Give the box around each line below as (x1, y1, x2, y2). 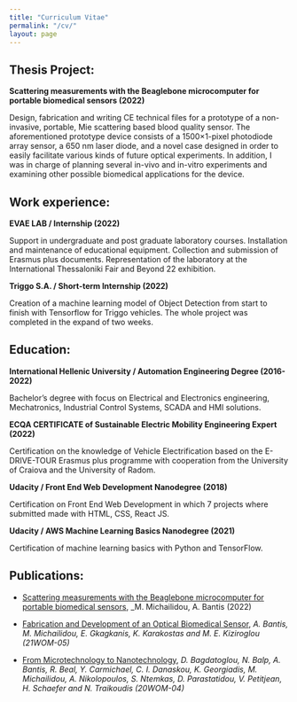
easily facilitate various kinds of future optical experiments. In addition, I (9, 150, 272, 160)
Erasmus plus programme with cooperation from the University (59, 455, 289, 465)
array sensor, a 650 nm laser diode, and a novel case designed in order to (9, 141, 279, 152)
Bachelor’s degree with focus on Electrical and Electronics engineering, (9, 392, 270, 403)
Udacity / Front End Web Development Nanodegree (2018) (9, 481, 228, 492)
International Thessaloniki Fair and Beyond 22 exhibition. (9, 263, 216, 274)
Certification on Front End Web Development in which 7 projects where (9, 498, 269, 510)
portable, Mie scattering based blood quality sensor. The (43, 121, 251, 133)
